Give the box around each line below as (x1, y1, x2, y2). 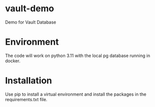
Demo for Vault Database (5, 19, 57, 25)
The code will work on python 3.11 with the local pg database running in (5, 53, 151, 58)
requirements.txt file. (5, 96, 48, 102)
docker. (5, 57, 21, 64)
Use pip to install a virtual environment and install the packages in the (5, 91, 147, 97)
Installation (5, 75, 52, 86)
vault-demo (5, 3, 54, 14)
